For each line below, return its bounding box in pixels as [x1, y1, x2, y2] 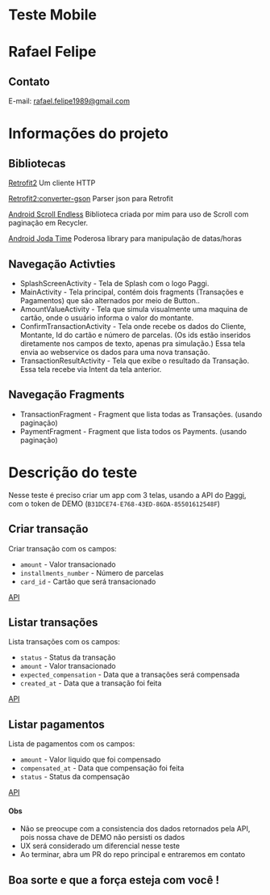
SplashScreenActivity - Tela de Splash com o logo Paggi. [19, 279, 210, 288]
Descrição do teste [8, 463, 138, 482]
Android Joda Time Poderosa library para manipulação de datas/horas [8, 234, 242, 243]
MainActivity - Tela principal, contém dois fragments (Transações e [19, 287, 244, 297]
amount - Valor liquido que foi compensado [19, 754, 161, 765]
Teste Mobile [8, 6, 97, 24]
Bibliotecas [8, 156, 66, 171]
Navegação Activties [8, 257, 116, 271]
